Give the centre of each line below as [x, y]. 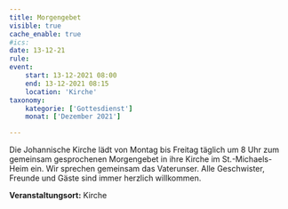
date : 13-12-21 [37, 51]
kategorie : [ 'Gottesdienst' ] [79, 109]
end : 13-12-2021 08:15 [67, 84]
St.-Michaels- [247, 159]
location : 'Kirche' [61, 92]
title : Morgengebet [45, 17]
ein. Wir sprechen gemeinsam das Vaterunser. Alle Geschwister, [148, 169]
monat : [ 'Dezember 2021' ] [73, 117]
